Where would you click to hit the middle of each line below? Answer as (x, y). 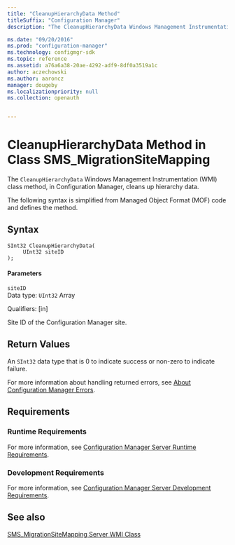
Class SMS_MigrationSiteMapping (109, 160)
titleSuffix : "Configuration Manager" (64, 20)
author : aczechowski (37, 72)
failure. (17, 368)
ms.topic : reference (37, 59)
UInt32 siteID (43, 252)
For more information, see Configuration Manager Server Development (109, 488)
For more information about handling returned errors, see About (99, 382)
